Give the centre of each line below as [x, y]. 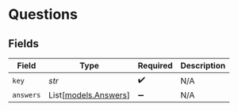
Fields [24, 44]
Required [155, 66]
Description [203, 66]
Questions [43, 15]
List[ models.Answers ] [90, 95]
